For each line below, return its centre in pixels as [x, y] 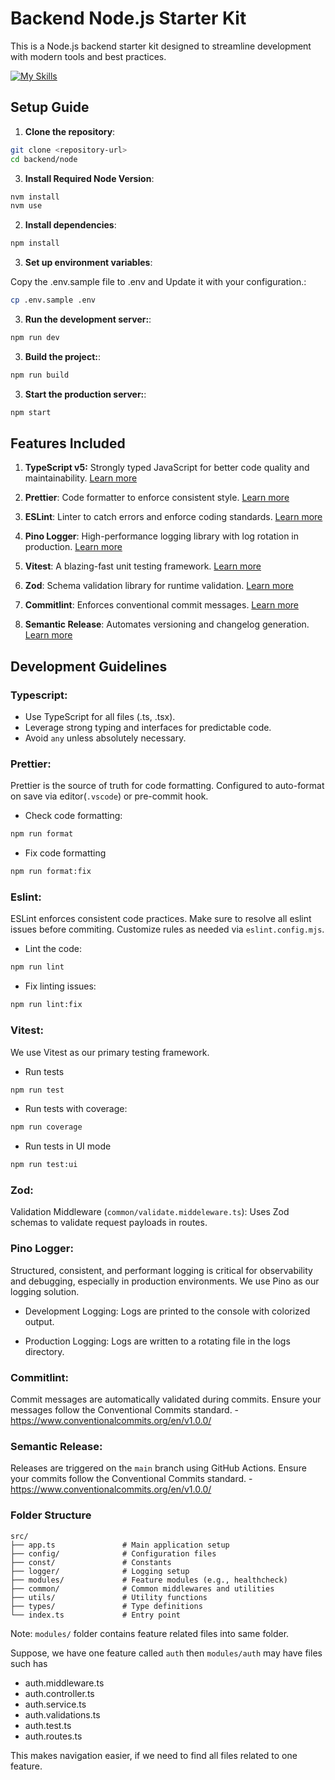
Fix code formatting [65, 853]
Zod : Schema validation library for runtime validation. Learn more [159, 586]
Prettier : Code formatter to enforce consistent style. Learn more [157, 498]
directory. [44, 1351]
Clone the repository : [70, 131]
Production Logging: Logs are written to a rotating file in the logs [157, 1341]
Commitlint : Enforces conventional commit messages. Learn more [161, 605]
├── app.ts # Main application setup [120, 1545]
